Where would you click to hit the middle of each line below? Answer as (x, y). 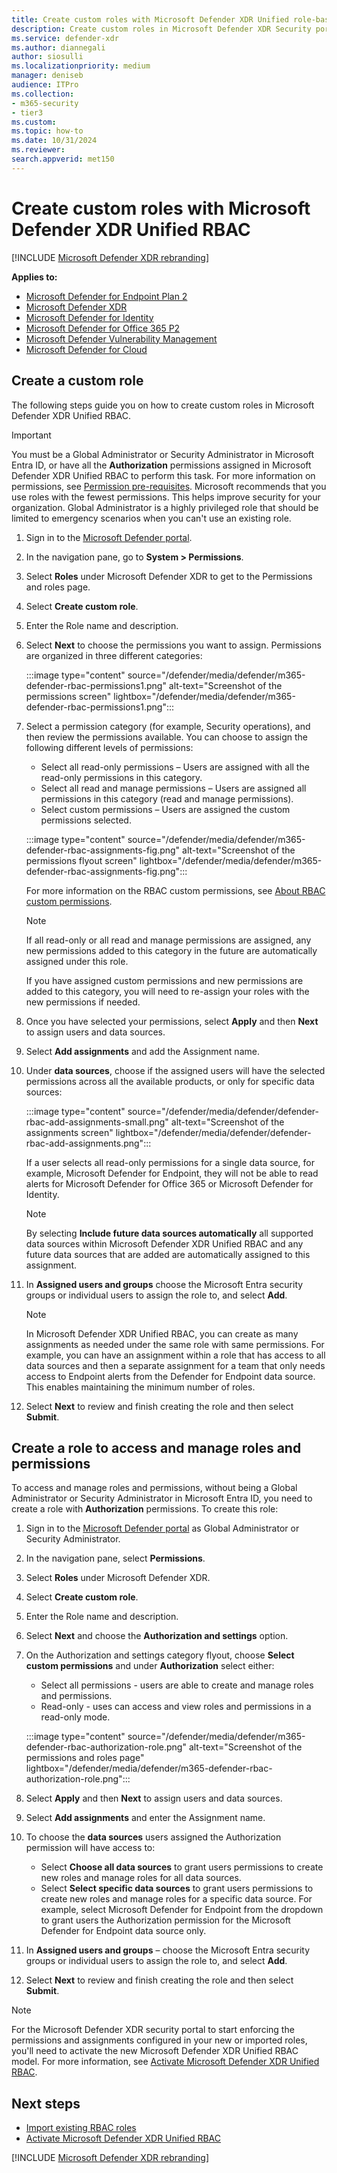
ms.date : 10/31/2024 (54, 141)
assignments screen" (69, 1132)
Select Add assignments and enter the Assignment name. (145, 1818)
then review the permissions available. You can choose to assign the (166, 737)
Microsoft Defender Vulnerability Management (121, 338)
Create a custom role (77, 381)
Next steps (46, 2103)
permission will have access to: (90, 1848)
